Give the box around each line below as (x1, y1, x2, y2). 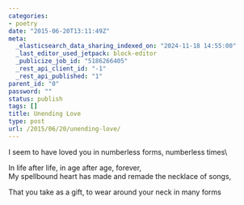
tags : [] (8, 102, 38, 110)
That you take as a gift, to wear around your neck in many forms (8, 187, 222, 197)
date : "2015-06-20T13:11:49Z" (8, 27, 111, 35)
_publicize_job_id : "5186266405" (15, 58, 128, 66)
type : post (8, 117, 45, 126)
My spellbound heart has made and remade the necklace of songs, (8, 171, 232, 181)
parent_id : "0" (8, 79, 60, 88)
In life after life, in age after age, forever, (8, 163, 142, 173)
